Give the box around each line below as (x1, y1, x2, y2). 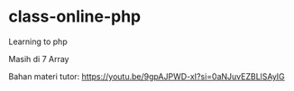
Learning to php (8, 36, 69, 47)
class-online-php (8, 6, 142, 27)
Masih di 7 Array (8, 53, 69, 64)
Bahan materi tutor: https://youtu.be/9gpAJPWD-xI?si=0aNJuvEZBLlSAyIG (8, 70, 285, 82)
